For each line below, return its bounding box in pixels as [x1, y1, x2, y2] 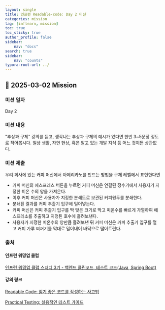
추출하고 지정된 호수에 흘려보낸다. [33, 213, 99, 219]
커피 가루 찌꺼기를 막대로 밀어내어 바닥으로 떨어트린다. [17, 226, 122, 232]
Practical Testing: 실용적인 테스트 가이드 [5, 299, 84, 305]
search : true [5, 49, 32, 53]
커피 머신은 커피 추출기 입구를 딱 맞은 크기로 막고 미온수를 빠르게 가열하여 [12, 207, 153, 213]
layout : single [5, 7, 36, 12]
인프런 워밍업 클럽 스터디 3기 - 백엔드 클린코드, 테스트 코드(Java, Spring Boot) [5, 264, 157, 270]
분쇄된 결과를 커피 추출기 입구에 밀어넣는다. [12, 201, 96, 207]
